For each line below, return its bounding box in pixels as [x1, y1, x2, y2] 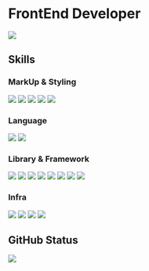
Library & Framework [8, 153, 90, 164]
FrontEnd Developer [8, 5, 141, 23]
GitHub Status [8, 233, 78, 247]
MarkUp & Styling [8, 76, 77, 87]
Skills [8, 53, 35, 67]
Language [8, 115, 48, 126]
